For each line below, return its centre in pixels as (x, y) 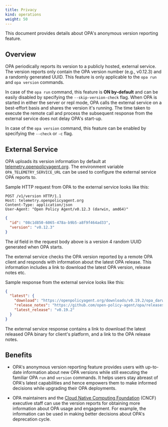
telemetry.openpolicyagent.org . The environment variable (64, 166)
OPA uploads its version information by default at (55, 161)
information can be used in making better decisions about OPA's (78, 414)
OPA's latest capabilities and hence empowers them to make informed (84, 383)
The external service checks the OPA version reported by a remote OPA (79, 256)
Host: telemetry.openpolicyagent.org (44, 200)
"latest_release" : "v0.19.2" (44, 310)
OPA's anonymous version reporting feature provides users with (78, 367)
